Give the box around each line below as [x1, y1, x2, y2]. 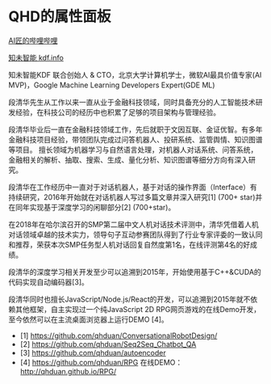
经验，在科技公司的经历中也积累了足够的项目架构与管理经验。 [15, 107, 220, 117]
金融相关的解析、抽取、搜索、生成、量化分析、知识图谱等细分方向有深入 [8, 154, 248, 164]
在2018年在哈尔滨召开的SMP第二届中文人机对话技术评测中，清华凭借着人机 [8, 219, 260, 229]
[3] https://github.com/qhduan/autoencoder [19, 348, 167, 357]
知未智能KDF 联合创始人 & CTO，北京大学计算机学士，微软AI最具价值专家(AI [8, 70, 262, 79]
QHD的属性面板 [8, 7, 111, 26]
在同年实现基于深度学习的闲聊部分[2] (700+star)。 [8, 202, 176, 212]
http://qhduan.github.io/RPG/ [19, 366, 117, 376]
